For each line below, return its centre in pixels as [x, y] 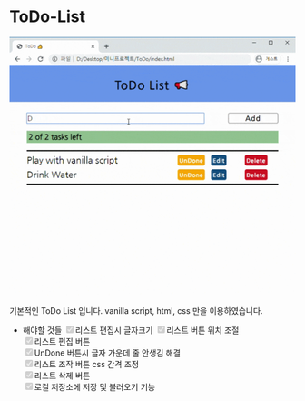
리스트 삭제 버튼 [62, 376]
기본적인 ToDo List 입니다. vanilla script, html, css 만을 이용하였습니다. [136, 310]
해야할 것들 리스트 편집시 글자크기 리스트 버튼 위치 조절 [131, 330]
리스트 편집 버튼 [62, 341]
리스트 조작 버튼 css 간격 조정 [86, 364]
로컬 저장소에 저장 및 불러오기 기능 [95, 386]
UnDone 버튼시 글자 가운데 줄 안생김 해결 [108, 353]
